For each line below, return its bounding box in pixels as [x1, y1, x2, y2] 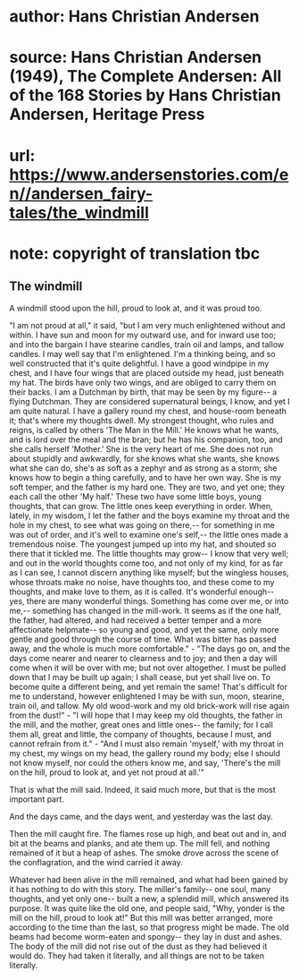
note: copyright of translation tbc [9, 243, 261, 263]
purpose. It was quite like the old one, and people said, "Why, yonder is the [9, 902, 286, 914]
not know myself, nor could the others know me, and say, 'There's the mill [9, 757, 281, 768]
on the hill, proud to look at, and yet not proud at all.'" [9, 767, 205, 778]
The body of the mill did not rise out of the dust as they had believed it [9, 941, 268, 951]
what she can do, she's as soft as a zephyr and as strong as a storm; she [9, 463, 278, 473]
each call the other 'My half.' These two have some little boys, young [9, 490, 262, 502]
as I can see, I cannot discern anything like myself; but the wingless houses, [9, 566, 289, 578]
